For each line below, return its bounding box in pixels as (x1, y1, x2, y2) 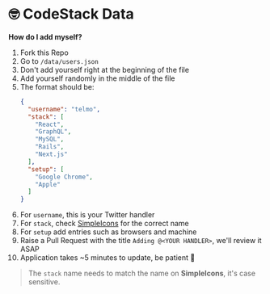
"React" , (35, 120, 65, 128)
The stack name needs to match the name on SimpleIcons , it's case (27, 268, 256, 279)
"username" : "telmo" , (27, 105, 101, 113)
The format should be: (19, 82, 95, 91)
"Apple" (35, 180, 61, 188)
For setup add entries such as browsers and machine (19, 227, 197, 237)
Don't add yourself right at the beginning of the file (19, 65, 190, 74)
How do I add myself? (8, 31, 82, 41)
